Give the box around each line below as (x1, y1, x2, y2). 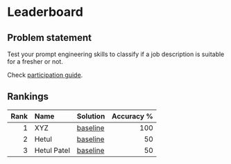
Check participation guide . (7, 71, 83, 79)
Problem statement (7, 32, 92, 44)
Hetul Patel (34, 145, 71, 155)
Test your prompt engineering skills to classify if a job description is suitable (7, 50, 225, 58)
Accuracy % (112, 111, 154, 121)
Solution (76, 111, 105, 121)
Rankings (7, 91, 49, 102)
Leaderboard (7, 4, 83, 20)
